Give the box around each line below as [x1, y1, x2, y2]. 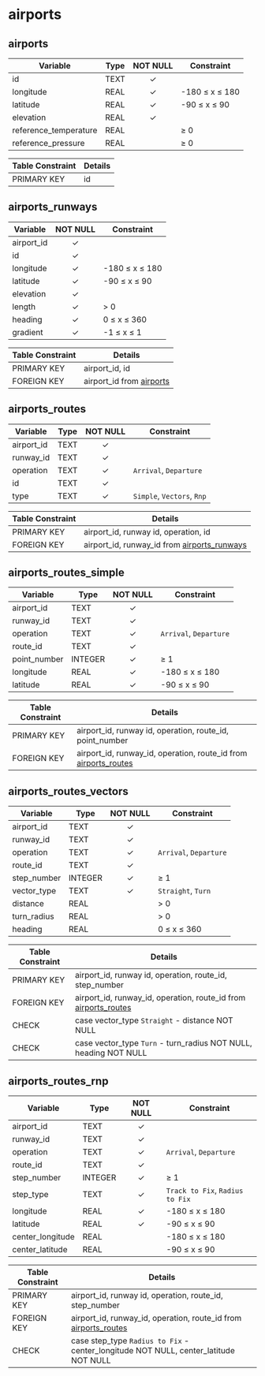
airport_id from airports [84, 375, 170, 386]
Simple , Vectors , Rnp [132, 490, 207, 502]
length [12, 301, 36, 312]
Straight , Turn [157, 886, 211, 897]
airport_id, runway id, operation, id [84, 526, 211, 537]
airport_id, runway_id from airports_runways [84, 539, 247, 550]
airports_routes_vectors [8, 785, 129, 798]
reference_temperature [12, 125, 98, 136]
